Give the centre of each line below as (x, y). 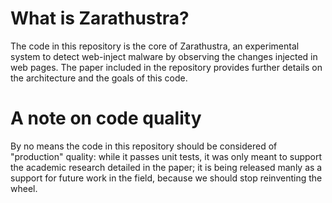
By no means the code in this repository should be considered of (144, 146)
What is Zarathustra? (100, 18)
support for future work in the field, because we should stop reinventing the (166, 178)
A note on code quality (106, 118)
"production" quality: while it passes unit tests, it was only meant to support (166, 156)
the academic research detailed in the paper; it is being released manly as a (166, 167)
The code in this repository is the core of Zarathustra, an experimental (155, 46)
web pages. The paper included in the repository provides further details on (166, 67)
